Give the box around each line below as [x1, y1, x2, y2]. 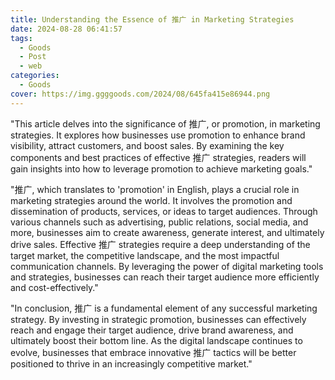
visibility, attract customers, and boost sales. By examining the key [10, 139, 285, 151]
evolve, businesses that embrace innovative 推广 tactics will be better [10, 346, 297, 358]
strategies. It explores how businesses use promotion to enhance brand [10, 129, 306, 141]
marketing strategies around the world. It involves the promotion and [10, 194, 293, 206]
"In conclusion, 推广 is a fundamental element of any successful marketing [10, 302, 318, 314]
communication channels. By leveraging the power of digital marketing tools [10, 260, 324, 272]
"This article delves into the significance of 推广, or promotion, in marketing [10, 117, 321, 130]
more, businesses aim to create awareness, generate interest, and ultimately [10, 226, 325, 238]
